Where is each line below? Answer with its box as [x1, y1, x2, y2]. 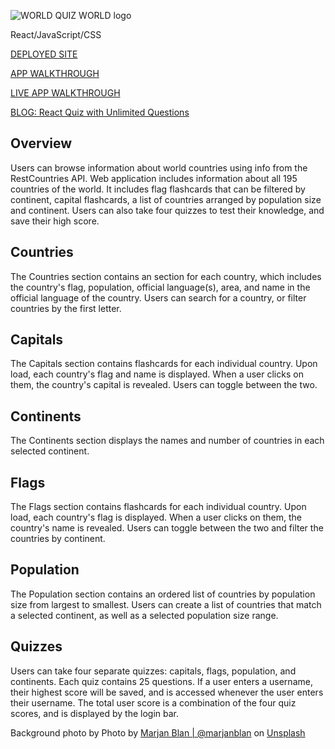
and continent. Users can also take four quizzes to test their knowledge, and [10, 204, 325, 216]
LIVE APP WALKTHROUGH [10, 87, 121, 99]
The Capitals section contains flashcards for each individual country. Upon [10, 358, 318, 370]
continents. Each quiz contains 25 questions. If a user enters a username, [10, 675, 313, 687]
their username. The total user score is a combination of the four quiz [10, 696, 297, 709]
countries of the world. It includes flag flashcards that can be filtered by [10, 183, 306, 195]
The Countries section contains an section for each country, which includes [10, 270, 322, 282]
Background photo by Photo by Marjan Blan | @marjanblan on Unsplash [10, 726, 306, 739]
